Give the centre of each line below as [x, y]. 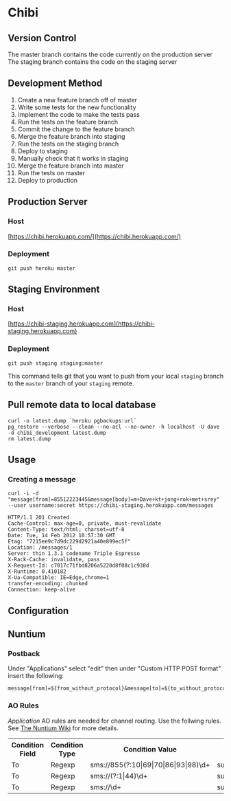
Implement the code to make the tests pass [78, 114]
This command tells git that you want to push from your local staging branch [116, 376]
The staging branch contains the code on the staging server [93, 62]
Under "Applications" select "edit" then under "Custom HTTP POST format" [114, 668]
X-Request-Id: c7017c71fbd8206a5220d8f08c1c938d [78, 566]
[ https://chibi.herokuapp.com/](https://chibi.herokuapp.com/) [94, 236]
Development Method [55, 83]
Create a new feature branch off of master [77, 100]
